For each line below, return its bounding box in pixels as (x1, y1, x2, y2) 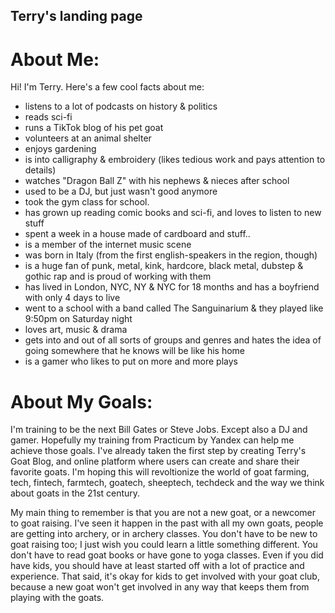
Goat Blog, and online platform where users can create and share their (10, 455, 300, 468)
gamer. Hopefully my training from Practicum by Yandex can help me (10, 434, 295, 446)
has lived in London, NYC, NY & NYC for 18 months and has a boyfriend (24, 281, 320, 293)
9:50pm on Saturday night (24, 313, 133, 325)
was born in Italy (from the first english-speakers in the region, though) (24, 249, 318, 261)
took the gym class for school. (24, 196, 150, 208)
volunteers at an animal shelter (24, 132, 152, 144)
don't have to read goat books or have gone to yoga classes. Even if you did (10, 549, 324, 561)
